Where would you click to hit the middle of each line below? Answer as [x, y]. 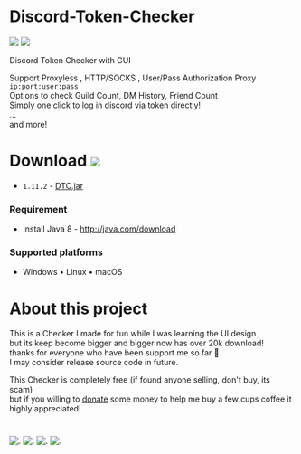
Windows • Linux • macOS [72, 272]
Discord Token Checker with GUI [70, 60]
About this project [79, 308]
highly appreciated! [45, 409]
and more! [28, 124]
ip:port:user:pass [44, 86]
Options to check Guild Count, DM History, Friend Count [114, 95]
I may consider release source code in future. [94, 363]
